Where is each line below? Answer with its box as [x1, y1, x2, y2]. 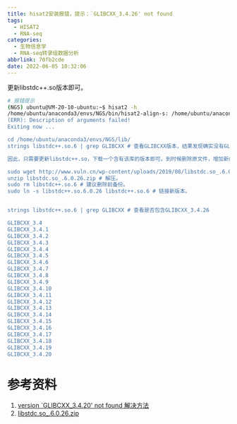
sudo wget [7, 168, 37, 175]
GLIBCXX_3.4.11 [7, 291, 52, 298]
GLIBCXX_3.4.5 [7, 252, 49, 260]
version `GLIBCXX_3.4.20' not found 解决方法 [17, 401, 150, 410]
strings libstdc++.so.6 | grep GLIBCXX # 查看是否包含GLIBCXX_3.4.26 [7, 207, 209, 214]
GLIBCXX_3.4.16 [7, 325, 52, 332]
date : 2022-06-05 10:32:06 [7, 63, 87, 70]
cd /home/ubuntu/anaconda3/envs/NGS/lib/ [7, 136, 131, 143]
